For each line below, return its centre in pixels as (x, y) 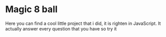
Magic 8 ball (31, 9)
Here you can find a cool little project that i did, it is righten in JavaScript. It (83, 23)
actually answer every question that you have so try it (61, 28)
